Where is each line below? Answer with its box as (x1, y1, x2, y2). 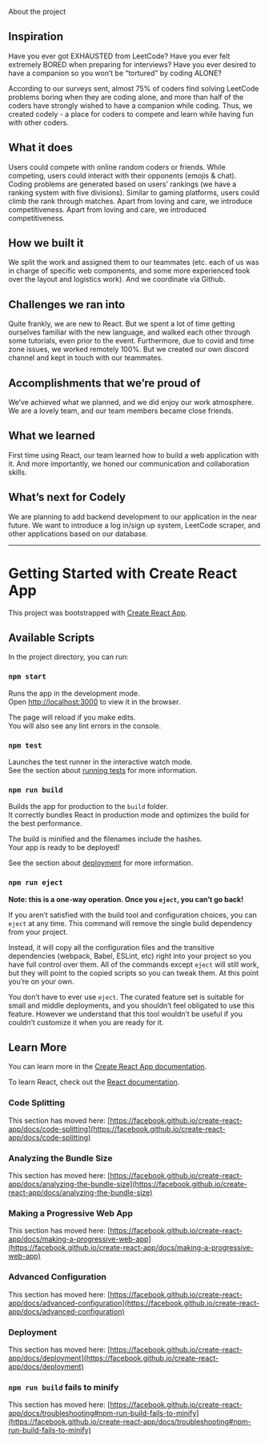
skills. (8, 467, 27, 477)
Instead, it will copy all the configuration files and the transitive (8, 942, 215, 952)
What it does (8, 141, 74, 154)
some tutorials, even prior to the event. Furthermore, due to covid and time (8, 336, 255, 346)
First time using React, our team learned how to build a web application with (8, 450, 259, 459)
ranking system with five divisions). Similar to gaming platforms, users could (8, 187, 260, 197)
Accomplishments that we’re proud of (8, 376, 201, 390)
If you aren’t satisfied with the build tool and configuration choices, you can (8, 910, 258, 920)
